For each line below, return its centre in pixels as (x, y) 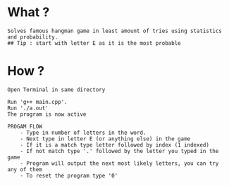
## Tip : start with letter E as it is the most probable (94, 43)
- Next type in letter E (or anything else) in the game (105, 139)
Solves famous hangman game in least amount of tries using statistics (114, 31)
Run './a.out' (28, 108)
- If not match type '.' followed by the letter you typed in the (119, 151)
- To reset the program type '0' (69, 175)
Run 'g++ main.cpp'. (38, 102)
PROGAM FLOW (25, 126)
